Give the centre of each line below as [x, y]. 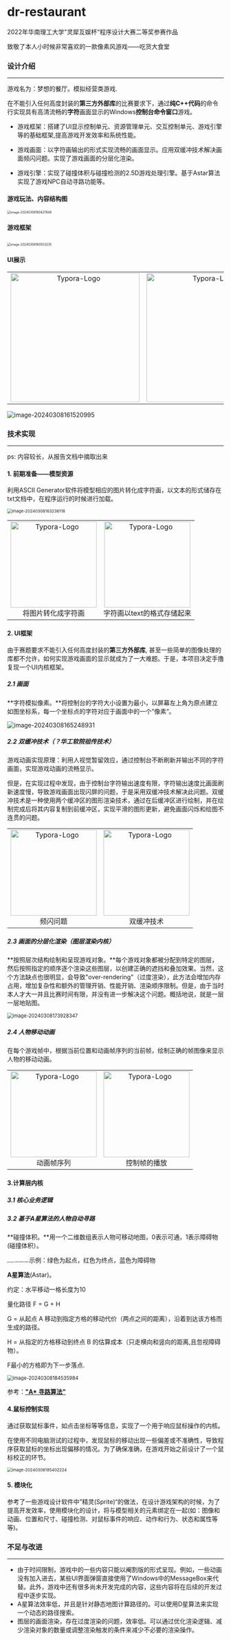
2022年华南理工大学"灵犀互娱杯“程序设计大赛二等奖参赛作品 [93, 32]
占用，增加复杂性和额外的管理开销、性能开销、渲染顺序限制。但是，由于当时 [115, 986]
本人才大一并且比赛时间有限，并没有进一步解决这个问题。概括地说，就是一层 [115, 994]
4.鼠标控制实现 [28, 1409]
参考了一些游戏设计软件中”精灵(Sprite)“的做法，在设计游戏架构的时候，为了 [114, 1501]
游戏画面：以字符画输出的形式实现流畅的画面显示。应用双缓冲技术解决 [117, 150]
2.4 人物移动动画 [31, 1032]
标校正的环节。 [28, 1457]
